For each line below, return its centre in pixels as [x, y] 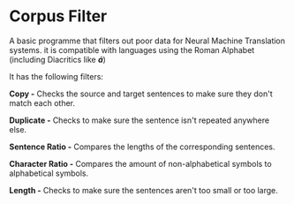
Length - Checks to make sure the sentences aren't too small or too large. [143, 190]
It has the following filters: [57, 76]
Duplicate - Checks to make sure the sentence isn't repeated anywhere [139, 120]
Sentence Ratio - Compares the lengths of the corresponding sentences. [142, 147]
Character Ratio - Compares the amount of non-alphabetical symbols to [140, 163]
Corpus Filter [58, 16]
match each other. [42, 102]
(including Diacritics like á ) [57, 59]
